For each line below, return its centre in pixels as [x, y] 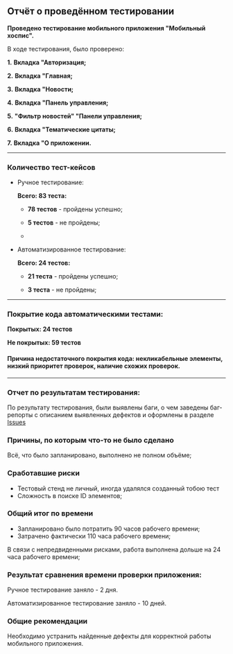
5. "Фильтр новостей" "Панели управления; [75, 116]
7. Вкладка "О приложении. [49, 143]
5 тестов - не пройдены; [64, 223]
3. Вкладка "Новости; [41, 89]
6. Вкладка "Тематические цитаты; [61, 129]
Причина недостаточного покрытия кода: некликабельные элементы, [115, 359]
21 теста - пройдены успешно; [73, 276]
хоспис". [21, 35]
